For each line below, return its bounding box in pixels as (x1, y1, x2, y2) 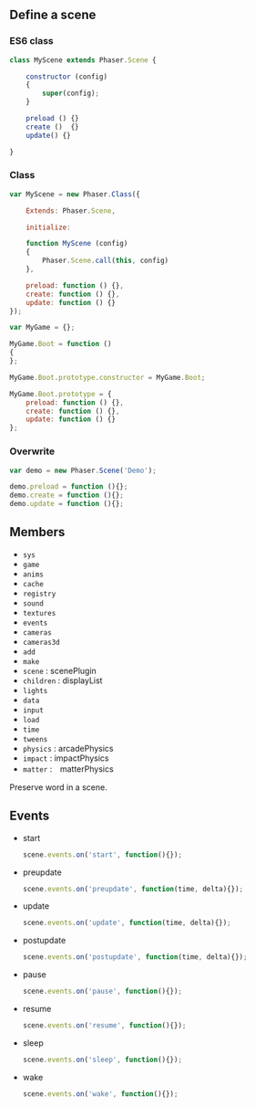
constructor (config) (25, 72, 107, 81)
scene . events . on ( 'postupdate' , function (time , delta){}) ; (22, 953, 248, 962)
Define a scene (9, 7, 97, 23)
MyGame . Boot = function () (9, 340, 112, 349)
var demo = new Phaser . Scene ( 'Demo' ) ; (9, 466, 157, 475)
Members (9, 524, 66, 540)
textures (22, 608, 56, 617)
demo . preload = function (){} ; (9, 482, 128, 491)
